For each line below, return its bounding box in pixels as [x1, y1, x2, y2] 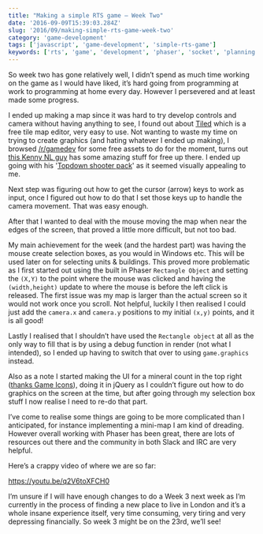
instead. [8, 356, 35, 366]
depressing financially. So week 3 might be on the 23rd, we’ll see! [8, 517, 221, 526]
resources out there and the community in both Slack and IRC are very [8, 438, 237, 446]
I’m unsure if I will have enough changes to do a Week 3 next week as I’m [8, 491, 246, 501]
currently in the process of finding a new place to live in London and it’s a [8, 500, 246, 510]
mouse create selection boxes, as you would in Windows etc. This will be [8, 249, 245, 258]
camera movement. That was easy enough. [8, 201, 149, 210]
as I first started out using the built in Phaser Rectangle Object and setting [8, 265, 249, 275]
